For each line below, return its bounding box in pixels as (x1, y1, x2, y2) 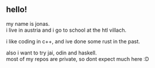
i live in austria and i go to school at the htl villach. (6, 26, 127, 33)
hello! (6, 5, 28, 15)
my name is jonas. (6, 20, 50, 27)
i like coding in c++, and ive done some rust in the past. (6, 38, 140, 45)
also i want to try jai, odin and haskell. (6, 49, 97, 56)
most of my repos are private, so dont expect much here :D (6, 55, 149, 62)
